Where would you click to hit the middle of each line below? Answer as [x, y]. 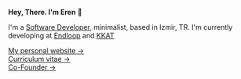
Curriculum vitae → [39, 59]
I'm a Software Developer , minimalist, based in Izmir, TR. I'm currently [120, 27]
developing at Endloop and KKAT [62, 36]
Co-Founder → [32, 67]
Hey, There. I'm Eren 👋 [45, 12]
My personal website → [46, 50]
